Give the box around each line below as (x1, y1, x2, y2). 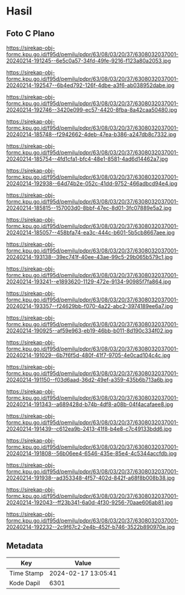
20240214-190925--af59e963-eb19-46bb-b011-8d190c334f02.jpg (6, 327, 173, 334)
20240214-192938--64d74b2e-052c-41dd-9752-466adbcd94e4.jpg (6, 180, 178, 187)
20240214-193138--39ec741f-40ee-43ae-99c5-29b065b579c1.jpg (6, 254, 173, 260)
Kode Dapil (9, 579, 40, 587)
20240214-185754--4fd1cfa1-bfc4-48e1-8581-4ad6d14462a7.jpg (6, 155, 168, 162)
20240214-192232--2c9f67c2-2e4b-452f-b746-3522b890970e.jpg (6, 524, 175, 530)
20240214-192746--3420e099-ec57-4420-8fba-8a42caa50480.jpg (6, 106, 178, 113)
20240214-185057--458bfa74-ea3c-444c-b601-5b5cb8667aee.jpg (6, 229, 175, 236)
